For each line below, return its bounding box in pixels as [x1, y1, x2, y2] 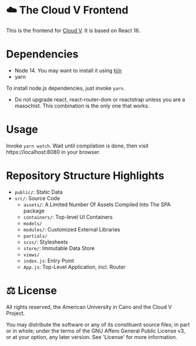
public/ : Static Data [14, 188, 63, 196]
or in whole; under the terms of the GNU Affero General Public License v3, [6, 327, 186, 334]
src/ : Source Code [14, 194, 60, 201]
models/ [23, 220, 42, 227]
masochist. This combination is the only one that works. [14, 102, 150, 109]
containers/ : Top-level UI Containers [23, 213, 113, 220]
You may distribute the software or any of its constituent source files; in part [6, 321, 190, 328]
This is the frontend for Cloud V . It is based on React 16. [6, 26, 141, 34]
